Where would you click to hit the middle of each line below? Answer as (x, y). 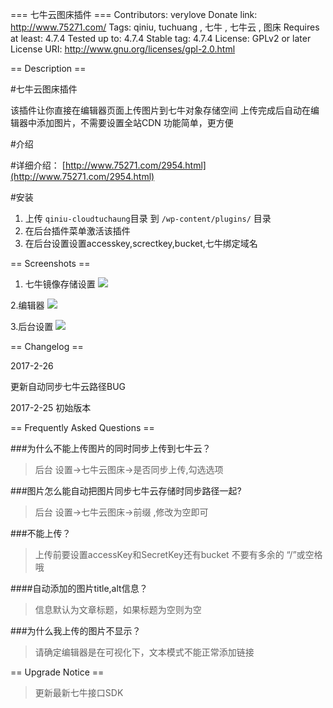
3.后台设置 (32, 326)
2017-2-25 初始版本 (51, 407)
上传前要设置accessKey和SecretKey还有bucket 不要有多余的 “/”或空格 (178, 554)
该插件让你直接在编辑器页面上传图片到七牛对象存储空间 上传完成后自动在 (160, 110)
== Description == (48, 68)
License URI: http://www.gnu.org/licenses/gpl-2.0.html (123, 49)
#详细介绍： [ (38, 165)
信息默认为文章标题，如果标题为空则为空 (118, 609)
